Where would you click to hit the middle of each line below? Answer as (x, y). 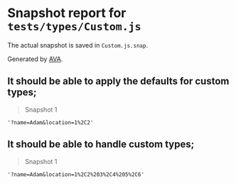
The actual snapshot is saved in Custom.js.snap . (77, 45)
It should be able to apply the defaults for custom (118, 81)
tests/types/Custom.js (74, 27)
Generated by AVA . (35, 59)
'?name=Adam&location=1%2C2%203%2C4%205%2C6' (76, 174)
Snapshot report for (67, 13)
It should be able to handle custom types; (101, 145)
